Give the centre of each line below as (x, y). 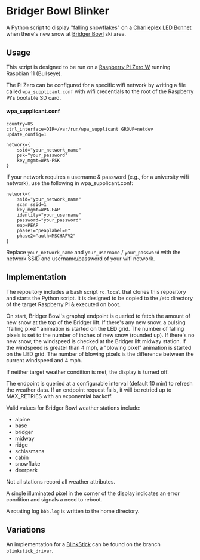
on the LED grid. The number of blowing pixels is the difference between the (100, 354)
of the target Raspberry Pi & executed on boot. (64, 304)
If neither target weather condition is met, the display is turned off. (87, 372)
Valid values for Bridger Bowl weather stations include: (73, 408)
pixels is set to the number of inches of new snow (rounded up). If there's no (100, 335)
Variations (26, 530)
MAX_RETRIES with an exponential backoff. (59, 396)
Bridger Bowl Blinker (58, 11)
